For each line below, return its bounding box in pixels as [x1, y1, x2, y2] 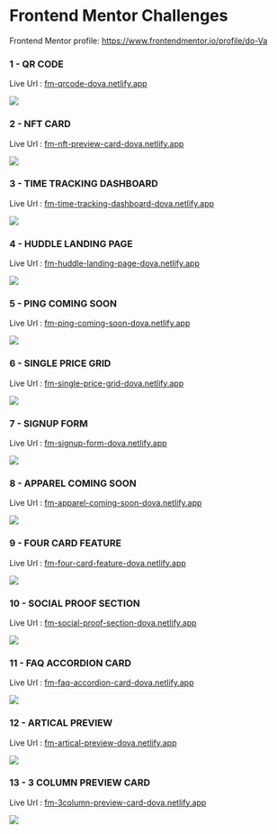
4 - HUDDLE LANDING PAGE [9, 237, 133, 250]
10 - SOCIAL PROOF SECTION [9, 597, 141, 609]
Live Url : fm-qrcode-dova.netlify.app [9, 78, 147, 89]
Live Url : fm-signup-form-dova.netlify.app [9, 438, 168, 449]
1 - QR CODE [9, 58, 65, 70]
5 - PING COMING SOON [9, 298, 117, 310]
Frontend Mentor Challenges [9, 5, 228, 26]
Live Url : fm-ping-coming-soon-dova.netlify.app [9, 317, 191, 329]
